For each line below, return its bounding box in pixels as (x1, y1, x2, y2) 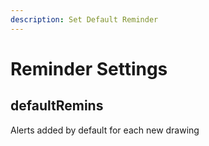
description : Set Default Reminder (10, 14, 159, 25)
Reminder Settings (10, 57, 168, 80)
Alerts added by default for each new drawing (10, 124, 200, 136)
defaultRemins (10, 97, 104, 115)
